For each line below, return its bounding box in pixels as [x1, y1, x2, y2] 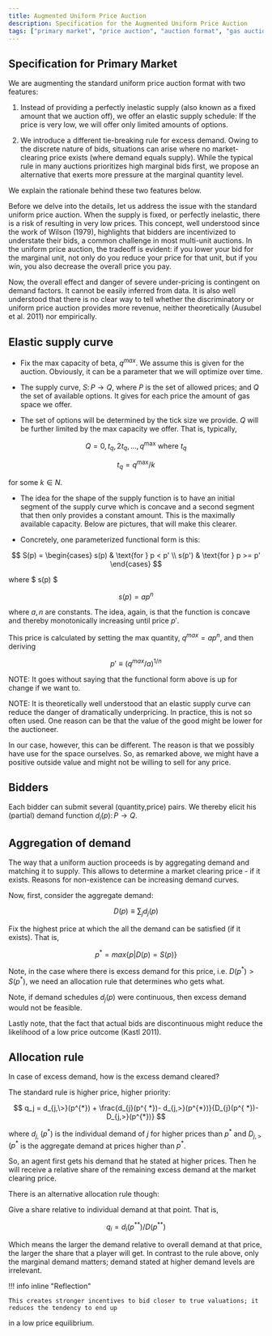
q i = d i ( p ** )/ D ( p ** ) [106, 1220, 166, 1233]
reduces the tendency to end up [8, 1304, 117, 1312]
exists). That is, [8, 932, 59, 942]
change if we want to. [8, 683, 81, 692]
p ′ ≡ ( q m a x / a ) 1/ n [110, 657, 162, 668]
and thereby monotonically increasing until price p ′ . [8, 616, 180, 626]
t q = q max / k [117, 458, 155, 471]
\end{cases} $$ [109, 559, 163, 568]
